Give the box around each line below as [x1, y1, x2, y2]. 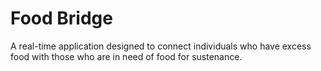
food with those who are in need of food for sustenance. [10, 50, 243, 62]
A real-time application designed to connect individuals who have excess [10, 40, 312, 52]
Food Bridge [10, 7, 113, 30]
